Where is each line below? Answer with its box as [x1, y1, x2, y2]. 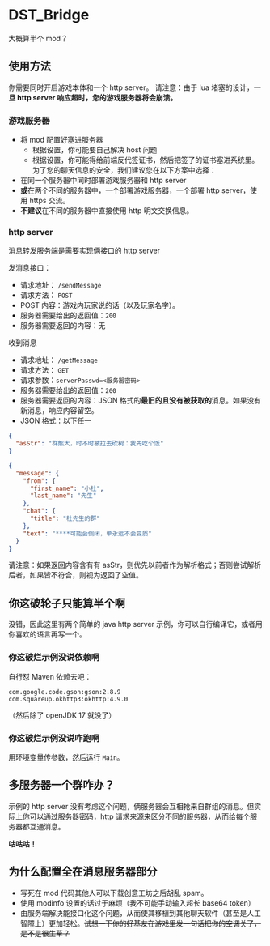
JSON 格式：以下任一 [19, 415, 91, 426]
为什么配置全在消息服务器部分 [8, 865, 158, 879]
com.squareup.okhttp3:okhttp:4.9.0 [8, 695, 129, 703]
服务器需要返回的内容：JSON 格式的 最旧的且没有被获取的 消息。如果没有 [19, 395, 261, 406]
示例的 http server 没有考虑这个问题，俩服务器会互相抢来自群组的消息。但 [8, 801, 255, 811]
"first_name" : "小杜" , [29, 484, 104, 492]
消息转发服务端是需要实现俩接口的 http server [8, 245, 160, 256]
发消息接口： [8, 263, 51, 273]
